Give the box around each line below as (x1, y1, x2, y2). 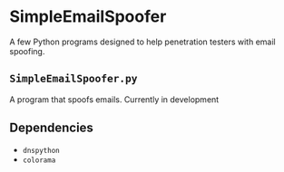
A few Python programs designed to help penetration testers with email (9, 36, 276, 47)
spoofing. (9, 45, 45, 56)
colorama (22, 156, 56, 165)
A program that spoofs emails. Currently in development (9, 93, 220, 105)
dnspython (22, 146, 61, 155)
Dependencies (9, 120, 93, 136)
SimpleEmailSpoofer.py (9, 72, 138, 85)
